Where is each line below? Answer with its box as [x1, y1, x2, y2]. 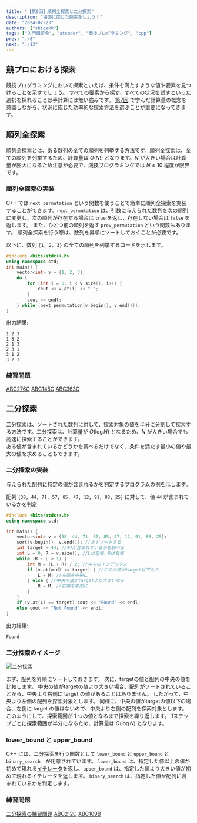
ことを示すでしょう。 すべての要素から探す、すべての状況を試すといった [16, 89, 192, 96]
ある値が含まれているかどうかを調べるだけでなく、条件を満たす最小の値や [6, 442, 186, 449]
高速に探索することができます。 [6, 435, 84, 442]
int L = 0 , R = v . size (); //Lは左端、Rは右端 [16, 550, 124, 557]
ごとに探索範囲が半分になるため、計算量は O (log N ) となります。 [11, 719, 168, 726]
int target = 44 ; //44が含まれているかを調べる [16, 545, 125, 551]
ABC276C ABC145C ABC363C [6, 385, 80, 392]
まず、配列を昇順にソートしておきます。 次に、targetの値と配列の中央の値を [6, 675, 191, 682]
